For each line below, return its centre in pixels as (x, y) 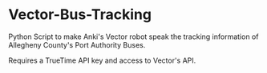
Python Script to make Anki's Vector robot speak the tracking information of (133, 36)
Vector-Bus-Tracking (80, 15)
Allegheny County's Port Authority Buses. (77, 44)
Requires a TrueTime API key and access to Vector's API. (102, 60)
